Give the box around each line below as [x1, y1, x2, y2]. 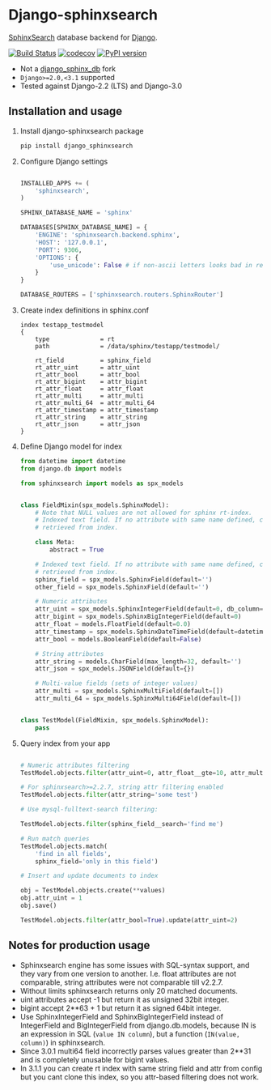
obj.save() [19, 901, 57, 909]
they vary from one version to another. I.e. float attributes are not [19, 969, 237, 978]
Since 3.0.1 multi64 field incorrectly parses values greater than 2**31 [19, 1046, 252, 1056]
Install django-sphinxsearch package [19, 126, 144, 135]
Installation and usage [8, 104, 123, 118]
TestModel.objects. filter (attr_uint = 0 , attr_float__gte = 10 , [19, 769, 227, 777]
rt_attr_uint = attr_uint [35, 364, 141, 372]
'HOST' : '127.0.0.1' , [35, 238, 108, 246]
